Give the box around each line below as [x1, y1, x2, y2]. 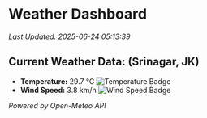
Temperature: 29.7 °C [19, 76, 95, 86]
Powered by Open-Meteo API [8, 100, 107, 110]
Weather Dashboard [8, 5, 148, 23]
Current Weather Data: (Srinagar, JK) [8, 55, 201, 69]
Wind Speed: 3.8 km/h [19, 85, 97, 95]
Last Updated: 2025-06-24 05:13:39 [8, 32, 131, 41]
